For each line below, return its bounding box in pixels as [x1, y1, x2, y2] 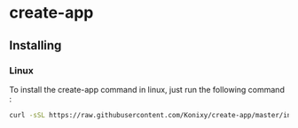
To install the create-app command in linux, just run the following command [9, 84, 286, 94]
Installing [9, 38, 62, 53]
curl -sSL [9, 110, 46, 119]
